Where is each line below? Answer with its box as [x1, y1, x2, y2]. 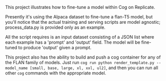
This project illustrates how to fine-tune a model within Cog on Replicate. [5, 4, 155, 10]
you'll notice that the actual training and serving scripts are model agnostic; [5, 19, 161, 25]
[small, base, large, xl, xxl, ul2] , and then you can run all [29, 65, 158, 71]
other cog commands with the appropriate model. [5, 70, 106, 76]
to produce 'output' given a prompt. [18, 45, 91, 50]
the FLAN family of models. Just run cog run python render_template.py [5, 60, 154, 65]
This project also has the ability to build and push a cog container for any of [5, 54, 161, 60]
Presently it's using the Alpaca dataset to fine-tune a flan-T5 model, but [5, 14, 153, 19]
